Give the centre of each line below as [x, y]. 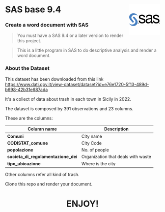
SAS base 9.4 [33, 10]
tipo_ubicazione [24, 163]
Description [116, 129]
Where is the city [98, 163]
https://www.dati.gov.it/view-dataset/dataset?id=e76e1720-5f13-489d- [77, 84]
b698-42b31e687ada [27, 90]
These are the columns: [29, 118]
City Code [92, 143]
